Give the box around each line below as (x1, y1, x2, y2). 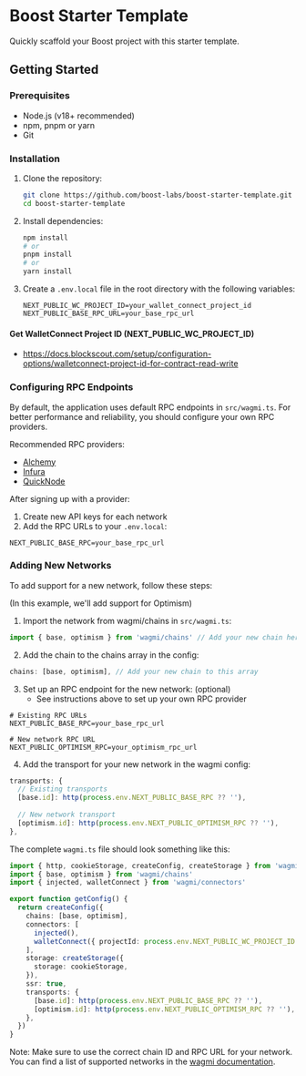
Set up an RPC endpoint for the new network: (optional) (22, 683, 231, 694)
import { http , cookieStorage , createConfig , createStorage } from (9, 861, 271, 870)
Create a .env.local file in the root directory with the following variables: (22, 283, 296, 294)
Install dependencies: (22, 215, 104, 226)
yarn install (22, 267, 73, 276)
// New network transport (17, 810, 117, 820)
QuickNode (22, 476, 66, 487)
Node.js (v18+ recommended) (22, 110, 135, 121)
